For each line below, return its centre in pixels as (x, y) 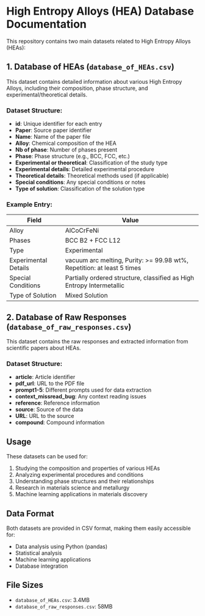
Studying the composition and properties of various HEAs (88, 468)
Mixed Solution (86, 296)
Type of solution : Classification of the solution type (80, 189)
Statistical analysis (38, 553)
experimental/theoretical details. (47, 94)
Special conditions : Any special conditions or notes (80, 182)
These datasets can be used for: (47, 457)
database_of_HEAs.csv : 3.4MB (52, 599)
